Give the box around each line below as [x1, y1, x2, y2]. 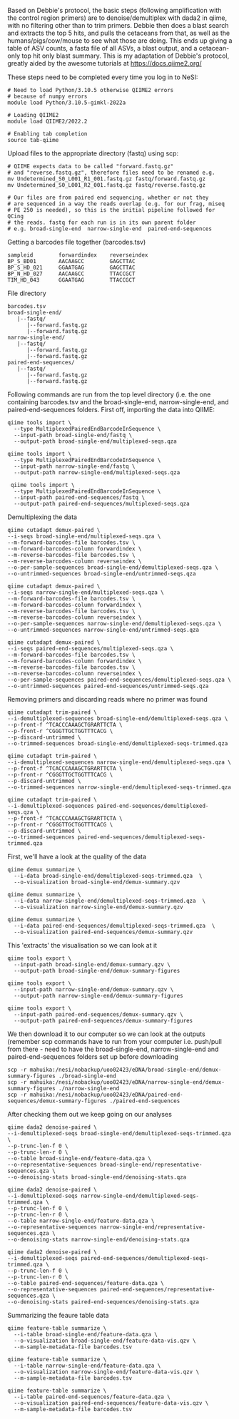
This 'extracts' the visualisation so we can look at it [7, 941, 158, 949]
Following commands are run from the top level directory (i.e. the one [7, 390, 211, 399]
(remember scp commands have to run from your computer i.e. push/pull [7, 1038, 223, 1045]
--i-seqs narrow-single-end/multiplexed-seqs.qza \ [7, 589, 164, 596]
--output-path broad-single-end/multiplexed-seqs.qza [14, 438, 177, 445]
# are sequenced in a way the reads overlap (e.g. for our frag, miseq [7, 200, 225, 208]
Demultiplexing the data [7, 513, 77, 521]
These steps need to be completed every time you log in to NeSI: [7, 73, 198, 81]
